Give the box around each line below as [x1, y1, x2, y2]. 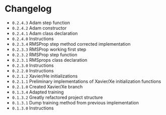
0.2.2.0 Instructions [12, 67, 54, 73]
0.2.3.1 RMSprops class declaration [12, 57, 88, 63]
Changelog [5, 3, 52, 15]
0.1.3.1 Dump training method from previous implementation [12, 99, 139, 105]
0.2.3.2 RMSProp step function [12, 51, 77, 58]
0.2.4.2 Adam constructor [12, 25, 67, 31]
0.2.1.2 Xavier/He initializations [12, 73, 78, 79]
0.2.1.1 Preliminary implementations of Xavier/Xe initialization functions [12, 78, 161, 84]
